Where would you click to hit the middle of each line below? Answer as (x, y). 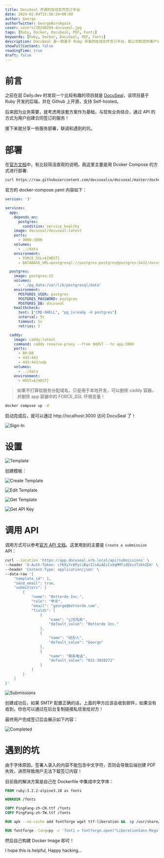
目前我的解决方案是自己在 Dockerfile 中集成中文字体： (59, 781)
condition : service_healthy (51, 226)
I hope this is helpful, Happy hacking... (43, 850)
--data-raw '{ (20, 574)
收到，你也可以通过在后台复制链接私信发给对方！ (54, 709)
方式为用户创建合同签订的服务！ (37, 118)
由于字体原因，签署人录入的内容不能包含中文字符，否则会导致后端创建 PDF (81, 765)
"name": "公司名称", (68, 620)
